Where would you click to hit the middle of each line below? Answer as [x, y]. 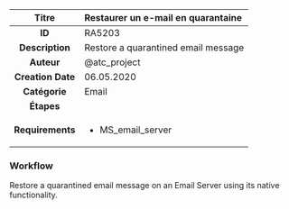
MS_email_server [135, 130]
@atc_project [112, 62]
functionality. [34, 195]
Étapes [45, 106]
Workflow [32, 166]
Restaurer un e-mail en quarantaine [163, 18]
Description [45, 47]
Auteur [45, 62]
